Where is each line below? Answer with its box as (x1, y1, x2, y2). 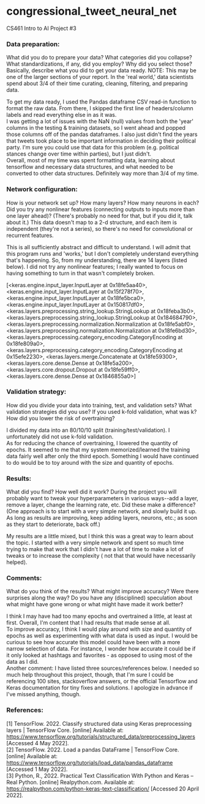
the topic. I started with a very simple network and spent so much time (6, 539, 184, 546)
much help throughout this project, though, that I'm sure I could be (6, 671, 174, 678)
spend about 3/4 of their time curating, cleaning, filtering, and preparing (6, 80, 188, 87)
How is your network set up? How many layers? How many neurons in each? (6, 199, 199, 206)
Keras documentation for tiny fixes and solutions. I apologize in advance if (6, 684, 193, 691)
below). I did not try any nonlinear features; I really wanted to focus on (6, 263, 184, 270)
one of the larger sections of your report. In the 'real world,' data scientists (6, 73, 194, 81)
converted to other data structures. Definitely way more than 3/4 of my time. (6, 170, 199, 177)
